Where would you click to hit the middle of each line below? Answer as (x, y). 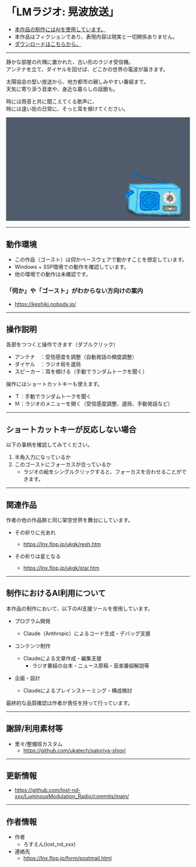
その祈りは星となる (38, 556)
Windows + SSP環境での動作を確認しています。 (72, 267)
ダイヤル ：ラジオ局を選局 (48, 364)
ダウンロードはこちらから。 (48, 44)
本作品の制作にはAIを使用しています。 (60, 29)
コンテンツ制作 (32, 646)
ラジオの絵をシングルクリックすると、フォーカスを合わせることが (102, 472)
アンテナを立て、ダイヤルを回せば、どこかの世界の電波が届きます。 (87, 69)
